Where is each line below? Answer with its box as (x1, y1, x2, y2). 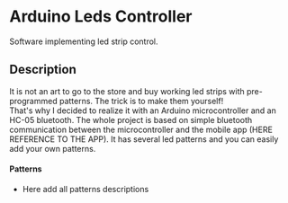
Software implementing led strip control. (9, 36, 159, 47)
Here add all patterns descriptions (22, 183, 149, 194)
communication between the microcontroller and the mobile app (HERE (9, 124, 273, 135)
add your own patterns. (9, 143, 96, 154)
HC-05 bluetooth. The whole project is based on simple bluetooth (9, 114, 253, 125)
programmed (9, 95, 58, 106)
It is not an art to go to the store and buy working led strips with (9, 85, 245, 96)
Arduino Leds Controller (9, 6, 193, 27)
